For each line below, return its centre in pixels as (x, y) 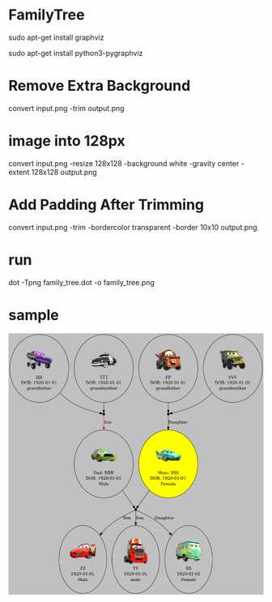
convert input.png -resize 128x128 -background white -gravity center (124, 163)
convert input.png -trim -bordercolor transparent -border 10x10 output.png (133, 227)
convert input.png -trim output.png (66, 108)
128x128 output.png (64, 172)
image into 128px (67, 141)
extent (19, 172)
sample (34, 315)
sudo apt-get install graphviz (56, 37)
